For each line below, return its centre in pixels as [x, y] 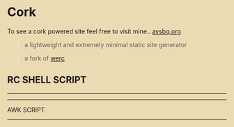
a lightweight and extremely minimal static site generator [106, 44]
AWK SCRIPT [26, 110]
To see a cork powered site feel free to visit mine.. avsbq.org [94, 31]
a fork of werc [44, 58]
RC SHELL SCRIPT [47, 80]
